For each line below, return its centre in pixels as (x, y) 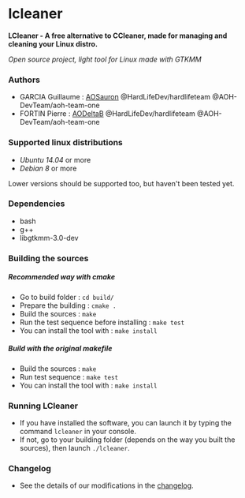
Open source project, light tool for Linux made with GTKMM (105, 59)
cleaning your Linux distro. (53, 43)
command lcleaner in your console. (78, 431)
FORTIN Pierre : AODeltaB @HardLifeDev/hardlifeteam (107, 114)
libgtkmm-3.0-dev (49, 238)
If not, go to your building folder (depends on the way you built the (127, 440)
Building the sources (48, 258)
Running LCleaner (43, 406)
